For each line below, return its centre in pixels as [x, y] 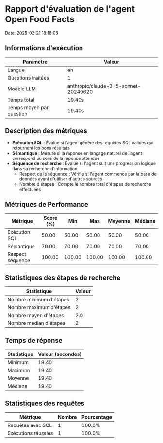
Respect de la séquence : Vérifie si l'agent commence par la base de [88, 174]
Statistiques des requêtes [45, 403]
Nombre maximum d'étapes [39, 307]
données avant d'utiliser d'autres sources [61, 179]
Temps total [21, 100]
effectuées [30, 189]
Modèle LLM [22, 89]
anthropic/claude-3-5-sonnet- [104, 86]
